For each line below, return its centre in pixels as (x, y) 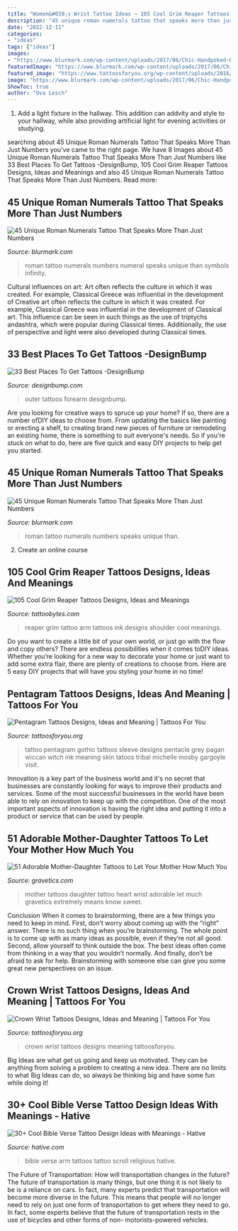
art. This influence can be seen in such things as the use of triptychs (107, 317)
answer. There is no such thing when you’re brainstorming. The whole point (118, 930)
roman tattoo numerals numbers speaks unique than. (102, 536)
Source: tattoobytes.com (44, 614)
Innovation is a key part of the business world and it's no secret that (106, 779)
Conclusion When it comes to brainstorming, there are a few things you (111, 915)
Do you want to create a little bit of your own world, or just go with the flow (116, 641)
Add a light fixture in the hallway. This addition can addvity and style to (121, 114)
